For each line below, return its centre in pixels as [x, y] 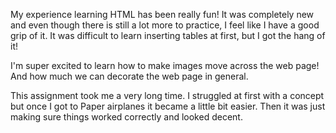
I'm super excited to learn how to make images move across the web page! [165, 65]
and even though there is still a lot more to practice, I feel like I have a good [165, 25]
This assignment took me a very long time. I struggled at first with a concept [167, 95]
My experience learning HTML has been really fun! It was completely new [162, 14]
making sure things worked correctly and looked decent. [126, 117]
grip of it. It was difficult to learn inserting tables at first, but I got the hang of [168, 35]
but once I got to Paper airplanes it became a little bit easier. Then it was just [168, 106]
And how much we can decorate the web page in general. [129, 76]
